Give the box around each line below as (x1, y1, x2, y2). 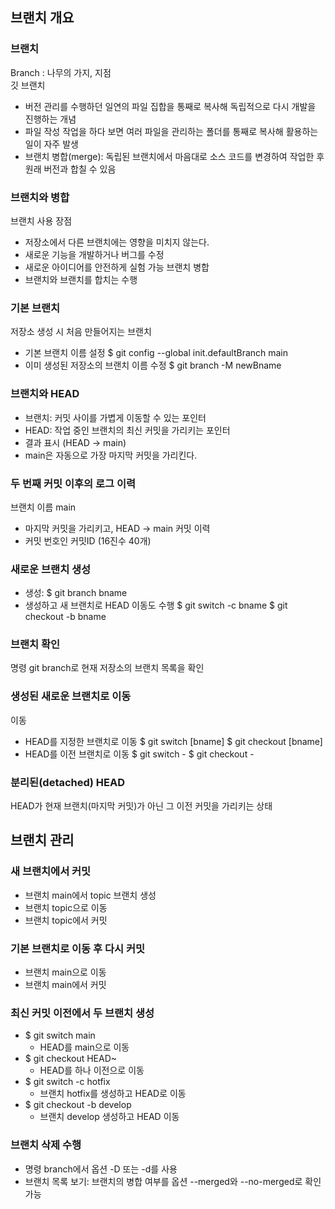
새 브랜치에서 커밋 (10, 864, 92, 878)
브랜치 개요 (10, 9, 75, 27)
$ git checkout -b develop (24, 1099, 132, 1111)
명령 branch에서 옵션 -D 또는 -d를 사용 (24, 1163, 178, 1175)
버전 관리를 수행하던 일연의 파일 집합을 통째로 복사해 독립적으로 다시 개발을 (24, 100, 317, 112)
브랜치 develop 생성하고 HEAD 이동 (39, 1111, 180, 1123)
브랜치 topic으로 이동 (24, 901, 108, 913)
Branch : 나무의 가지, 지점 (10, 66, 112, 78)
